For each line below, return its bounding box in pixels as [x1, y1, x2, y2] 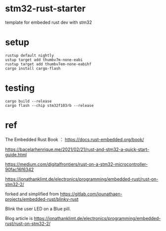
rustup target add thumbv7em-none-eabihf [5, 61, 92, 67]
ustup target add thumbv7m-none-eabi [5, 57, 83, 62]
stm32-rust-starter [5, 3, 86, 14]
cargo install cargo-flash [5, 66, 61, 71]
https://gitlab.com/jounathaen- [60, 191, 123, 197]
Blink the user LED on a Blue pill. [5, 206, 71, 212]
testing [5, 83, 35, 94]
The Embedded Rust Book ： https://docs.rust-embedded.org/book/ [5, 137, 144, 142]
